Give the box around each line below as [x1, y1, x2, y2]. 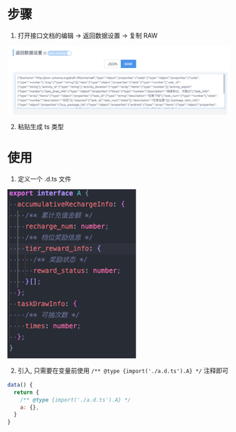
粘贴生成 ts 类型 [17, 122, 64, 131]
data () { [7, 381, 33, 388]
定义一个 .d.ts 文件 [17, 174, 72, 183]
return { [13, 389, 40, 396]
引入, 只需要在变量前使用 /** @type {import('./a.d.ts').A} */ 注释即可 [17, 366, 229, 375]
